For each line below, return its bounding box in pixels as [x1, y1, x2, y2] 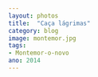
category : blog [8, 26, 59, 34]
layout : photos [8, 11, 59, 20]
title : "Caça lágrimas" [8, 19, 91, 27]
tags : [8, 42, 26, 50]
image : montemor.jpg [8, 34, 77, 43]
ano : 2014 [8, 57, 41, 65]
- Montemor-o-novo [8, 49, 69, 57]
